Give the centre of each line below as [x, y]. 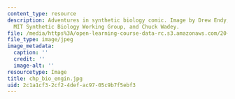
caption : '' [31, 53]
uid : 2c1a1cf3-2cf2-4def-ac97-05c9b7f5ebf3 [72, 85]
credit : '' [29, 59]
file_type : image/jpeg [40, 40]
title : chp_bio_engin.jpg [45, 78]
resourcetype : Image [37, 72]
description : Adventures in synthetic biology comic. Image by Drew [109, 20]
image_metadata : [31, 46]
